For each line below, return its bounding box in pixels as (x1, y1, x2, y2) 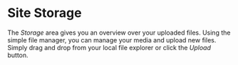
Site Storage (7, 5, 82, 21)
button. (7, 51, 29, 59)
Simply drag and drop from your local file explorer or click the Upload (7, 43, 212, 52)
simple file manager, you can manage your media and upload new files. (7, 35, 217, 44)
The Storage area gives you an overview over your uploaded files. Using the (7, 28, 231, 37)
